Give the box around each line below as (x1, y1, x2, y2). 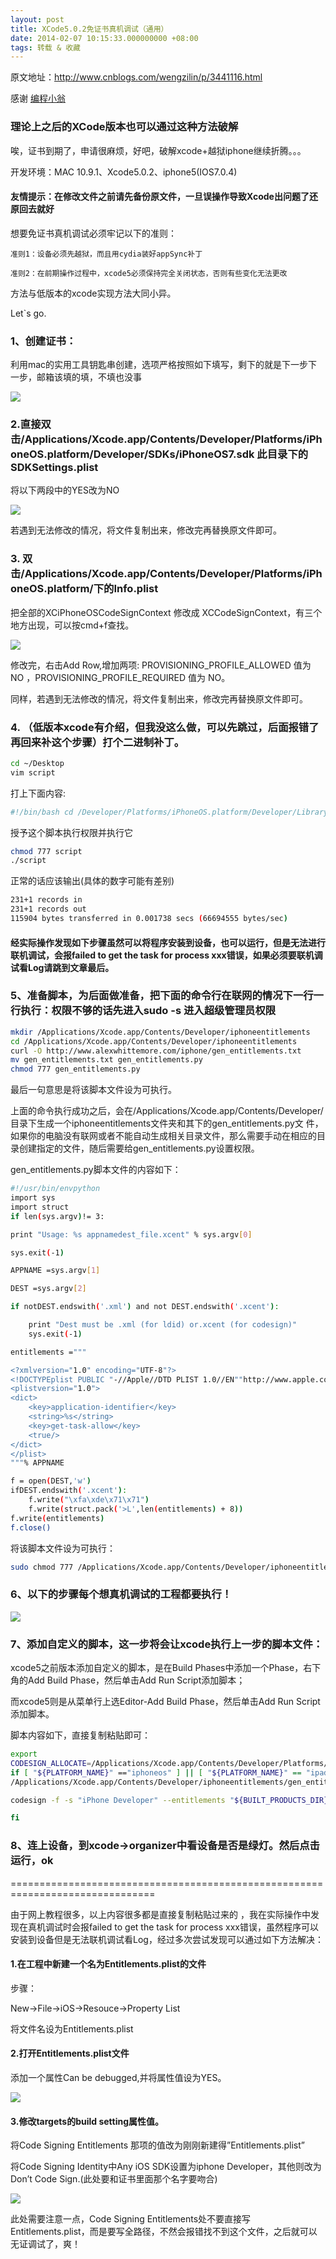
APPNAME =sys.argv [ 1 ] (10, 1266, 101, 1276)
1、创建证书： (10, 334, 77, 348)
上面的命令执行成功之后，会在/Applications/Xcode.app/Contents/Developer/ (10, 1105, 324, 1117)
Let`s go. (10, 307, 47, 319)
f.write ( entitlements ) (10, 1513, 105, 1523)
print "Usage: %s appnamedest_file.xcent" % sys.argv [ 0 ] (10, 1229, 253, 1240)
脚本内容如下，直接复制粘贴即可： (10, 1729, 151, 1741)
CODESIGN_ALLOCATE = (10, 1758, 92, 1768)
